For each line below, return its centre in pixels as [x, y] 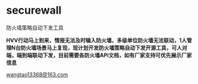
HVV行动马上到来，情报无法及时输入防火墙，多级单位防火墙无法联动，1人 [97, 40]
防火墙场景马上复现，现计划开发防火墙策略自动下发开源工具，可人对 [104, 48]
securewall [34, 10]
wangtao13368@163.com [37, 74]
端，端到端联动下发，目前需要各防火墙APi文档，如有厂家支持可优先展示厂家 [99, 55]
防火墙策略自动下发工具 [35, 27]
